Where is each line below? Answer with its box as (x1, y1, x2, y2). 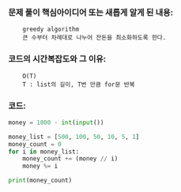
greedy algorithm (22, 25, 80, 33)
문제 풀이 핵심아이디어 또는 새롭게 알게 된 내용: (8, 6, 174, 17)
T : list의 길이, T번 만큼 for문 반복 (22, 81, 135, 88)
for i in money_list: (8, 148, 80, 156)
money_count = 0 (8, 140, 62, 148)
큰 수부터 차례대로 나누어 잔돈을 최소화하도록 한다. (22, 34, 167, 42)
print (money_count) (8, 176, 73, 185)
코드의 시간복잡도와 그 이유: (8, 54, 107, 65)
